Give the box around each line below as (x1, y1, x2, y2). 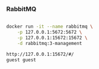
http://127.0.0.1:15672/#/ (6, 51, 74, 57)
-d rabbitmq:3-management (17, 40, 83, 46)
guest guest (6, 56, 36, 63)
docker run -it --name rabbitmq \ (6, 23, 94, 30)
